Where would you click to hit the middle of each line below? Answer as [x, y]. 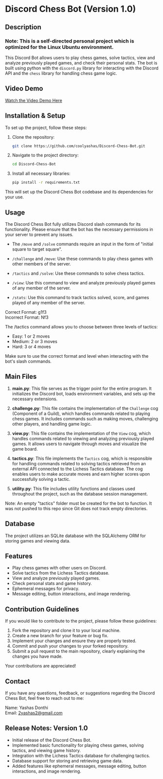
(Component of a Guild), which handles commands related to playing [81, 413]
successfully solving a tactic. [41, 479]
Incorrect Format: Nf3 [27, 317]
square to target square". [37, 249]
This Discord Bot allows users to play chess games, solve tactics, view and [80, 58]
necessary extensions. [35, 399]
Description [23, 27]
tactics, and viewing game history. [46, 750]
